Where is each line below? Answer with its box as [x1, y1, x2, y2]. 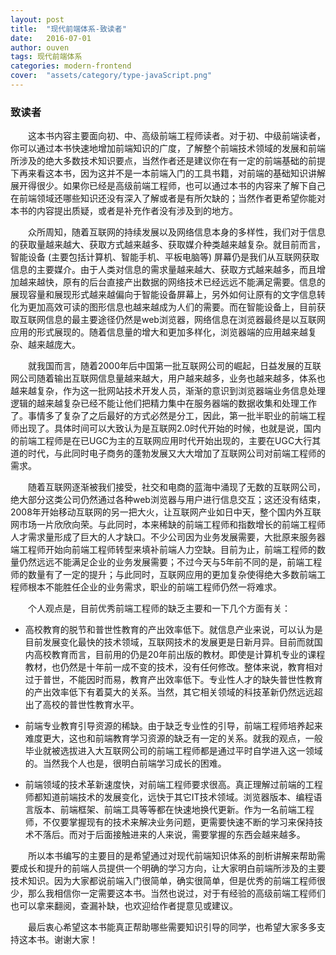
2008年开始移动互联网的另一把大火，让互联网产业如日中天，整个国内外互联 [10, 506, 322, 518]
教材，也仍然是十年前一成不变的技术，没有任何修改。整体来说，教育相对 [24, 661, 323, 673]
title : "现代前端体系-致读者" [10, 24, 127, 34]
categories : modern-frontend [10, 61, 132, 71]
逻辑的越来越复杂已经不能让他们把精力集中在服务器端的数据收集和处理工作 [10, 397, 317, 410]
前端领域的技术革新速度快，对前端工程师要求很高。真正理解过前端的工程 [24, 779, 323, 791]
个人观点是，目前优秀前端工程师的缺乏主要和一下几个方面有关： [28, 602, 291, 615]
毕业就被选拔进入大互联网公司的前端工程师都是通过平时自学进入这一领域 [24, 745, 323, 757]
